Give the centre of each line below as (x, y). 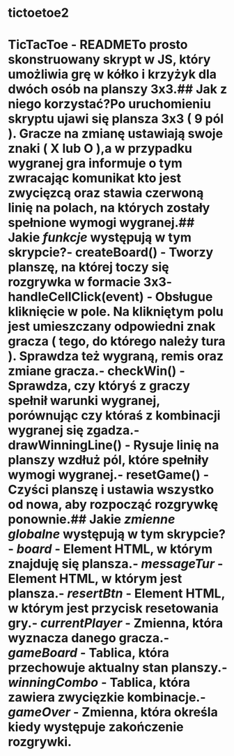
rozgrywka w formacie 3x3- (90, 282)
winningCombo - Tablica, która (99, 683)
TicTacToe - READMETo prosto (98, 45)
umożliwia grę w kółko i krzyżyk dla (112, 74)
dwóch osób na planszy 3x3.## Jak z (118, 89)
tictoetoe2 (38, 13)
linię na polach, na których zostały (109, 208)
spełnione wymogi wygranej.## (101, 223)
